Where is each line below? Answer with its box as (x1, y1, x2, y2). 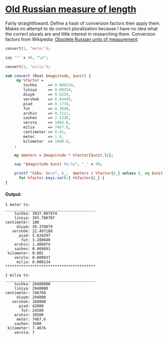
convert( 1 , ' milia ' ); (5, 64, 51, 69)
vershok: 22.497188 (12, 229, 53, 234)
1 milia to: (5, 273, 30, 278)
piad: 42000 (18, 304, 44, 309)
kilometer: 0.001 (7, 251, 44, 256)
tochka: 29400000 (14, 282, 51, 287)
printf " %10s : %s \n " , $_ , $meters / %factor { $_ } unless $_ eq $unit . (14, 171, 165, 176)
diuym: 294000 (16, 295, 46, 300)
